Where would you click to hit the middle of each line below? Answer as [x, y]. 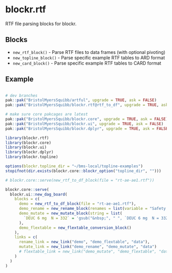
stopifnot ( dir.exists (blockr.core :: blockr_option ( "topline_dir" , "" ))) [83, 171]
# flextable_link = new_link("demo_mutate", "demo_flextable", [88, 252]
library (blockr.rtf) [27, 138]
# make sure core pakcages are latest [47, 114]
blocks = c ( [27, 199]
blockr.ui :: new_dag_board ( [39, 194]
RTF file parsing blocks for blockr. [41, 24]
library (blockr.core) [28, 143]
